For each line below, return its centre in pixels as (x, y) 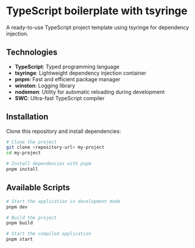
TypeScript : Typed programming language (67, 66)
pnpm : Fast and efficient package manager (68, 79)
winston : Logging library (45, 85)
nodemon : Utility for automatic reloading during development (89, 92)
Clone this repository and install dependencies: (64, 131)
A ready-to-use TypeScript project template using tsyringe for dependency (98, 27)
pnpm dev (17, 207)
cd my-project (24, 153)
